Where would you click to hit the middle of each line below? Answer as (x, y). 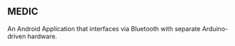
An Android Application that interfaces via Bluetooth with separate (104, 28)
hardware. (42, 36)
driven (17, 36)
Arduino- (215, 28)
